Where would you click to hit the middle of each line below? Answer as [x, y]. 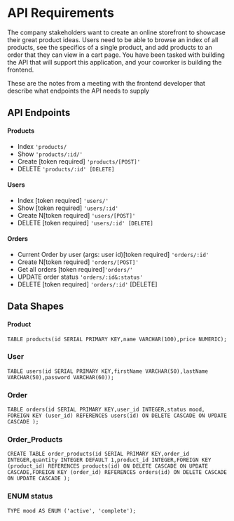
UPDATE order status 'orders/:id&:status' [80, 277]
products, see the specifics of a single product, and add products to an [110, 47]
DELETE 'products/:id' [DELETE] [66, 169]
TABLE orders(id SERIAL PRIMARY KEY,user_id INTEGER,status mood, [106, 410]
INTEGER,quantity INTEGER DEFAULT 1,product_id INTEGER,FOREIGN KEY [109, 460]
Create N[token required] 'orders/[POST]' [78, 262]
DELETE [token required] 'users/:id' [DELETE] [85, 223]
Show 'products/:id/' [50, 154]
